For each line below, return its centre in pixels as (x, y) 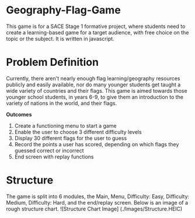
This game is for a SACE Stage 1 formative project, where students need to (96, 26)
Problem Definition (53, 62)
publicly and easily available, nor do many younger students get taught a (93, 85)
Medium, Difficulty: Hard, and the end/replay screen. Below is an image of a (97, 202)
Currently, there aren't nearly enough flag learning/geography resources (93, 78)
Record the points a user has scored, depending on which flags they (97, 144)
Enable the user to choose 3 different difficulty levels (78, 132)
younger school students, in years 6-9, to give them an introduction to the (95, 97)
